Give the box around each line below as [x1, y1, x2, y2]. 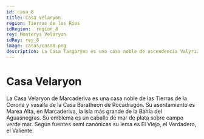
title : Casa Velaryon [6, 15, 61, 21]
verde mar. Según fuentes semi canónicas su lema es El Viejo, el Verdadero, [6, 120, 197, 127]
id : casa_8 [6, 8, 34, 15]
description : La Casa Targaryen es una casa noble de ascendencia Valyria [6, 49, 200, 55]
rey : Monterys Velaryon [6, 32, 67, 38]
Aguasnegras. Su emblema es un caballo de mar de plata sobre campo [6, 114, 184, 121]
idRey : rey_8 [6, 37, 39, 43]
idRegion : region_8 [6, 25, 59, 32]
